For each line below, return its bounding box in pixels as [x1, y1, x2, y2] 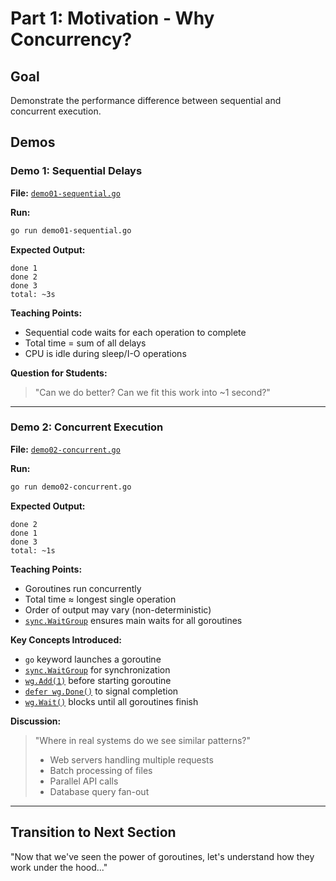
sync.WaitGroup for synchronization [24, 663, 171, 676]
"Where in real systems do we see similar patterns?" [34, 734, 251, 746]
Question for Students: [10, 367, 108, 379]
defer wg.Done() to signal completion [24, 685, 179, 697]
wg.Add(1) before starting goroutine [24, 674, 172, 686]
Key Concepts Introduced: [10, 633, 122, 646]
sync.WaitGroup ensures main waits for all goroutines [24, 614, 243, 626]
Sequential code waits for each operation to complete [24, 326, 247, 338]
